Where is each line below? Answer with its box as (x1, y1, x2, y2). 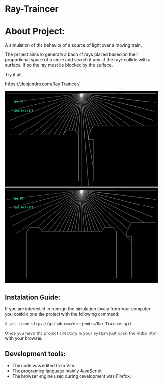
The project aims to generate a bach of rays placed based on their (5, 51, 138, 57)
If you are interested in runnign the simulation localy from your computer (5, 306, 151, 312)
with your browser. (5, 335, 43, 341)
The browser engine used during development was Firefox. (12, 373, 131, 379)
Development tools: (5, 350, 66, 358)
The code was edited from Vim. (12, 362, 76, 368)
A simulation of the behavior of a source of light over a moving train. (5, 42, 142, 48)
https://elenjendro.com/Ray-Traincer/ (5, 81, 80, 87)
